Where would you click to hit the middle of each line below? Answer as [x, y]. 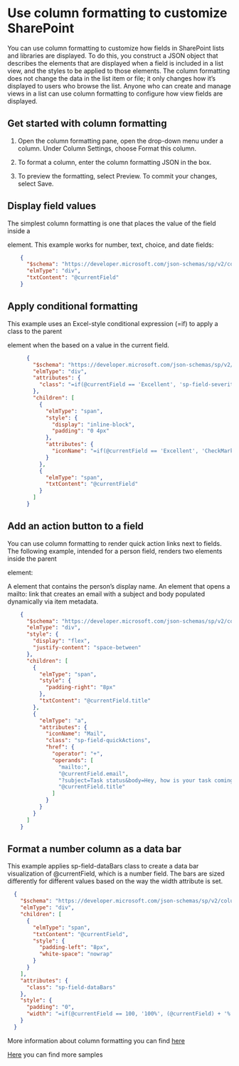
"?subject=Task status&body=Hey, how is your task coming [146, 780]
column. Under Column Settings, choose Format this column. [107, 148]
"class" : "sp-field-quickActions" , [98, 741]
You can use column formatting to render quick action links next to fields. [115, 543]
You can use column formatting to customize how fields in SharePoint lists [116, 48]
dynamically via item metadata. [53, 601]
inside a [19, 230]
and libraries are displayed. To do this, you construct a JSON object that [113, 56]
